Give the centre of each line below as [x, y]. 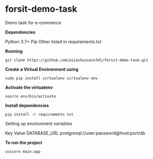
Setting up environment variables [39, 123]
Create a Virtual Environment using [42, 69]
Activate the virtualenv [29, 87]
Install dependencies [27, 105]
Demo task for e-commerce [33, 23]
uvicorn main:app [23, 151]
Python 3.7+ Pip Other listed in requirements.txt [53, 41]
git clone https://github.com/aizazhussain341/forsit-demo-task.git [77, 60]
